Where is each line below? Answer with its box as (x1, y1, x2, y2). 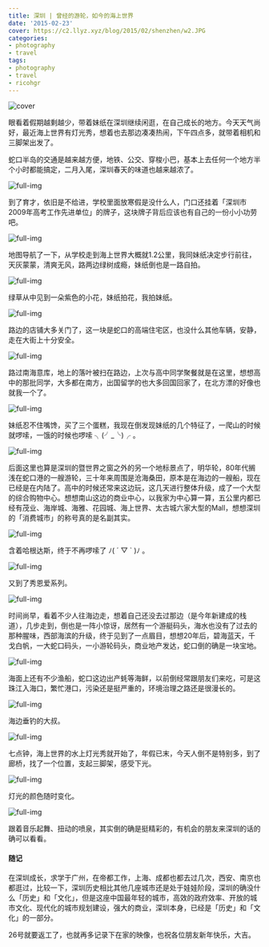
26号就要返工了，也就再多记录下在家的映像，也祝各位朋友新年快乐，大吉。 (8, 929, 256, 939)
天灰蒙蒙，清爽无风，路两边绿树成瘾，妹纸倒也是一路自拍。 (8, 260, 205, 269)
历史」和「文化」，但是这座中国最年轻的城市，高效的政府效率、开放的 (22, 892, 251, 902)
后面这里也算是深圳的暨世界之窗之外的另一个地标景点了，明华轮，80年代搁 (8, 463, 256, 472)
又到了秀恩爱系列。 (8, 578, 72, 588)
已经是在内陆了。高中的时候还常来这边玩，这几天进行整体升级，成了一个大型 (8, 483, 261, 492)
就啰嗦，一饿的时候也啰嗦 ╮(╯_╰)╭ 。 (8, 430, 140, 439)
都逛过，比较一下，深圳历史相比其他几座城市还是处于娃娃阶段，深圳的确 (8, 883, 247, 892)
